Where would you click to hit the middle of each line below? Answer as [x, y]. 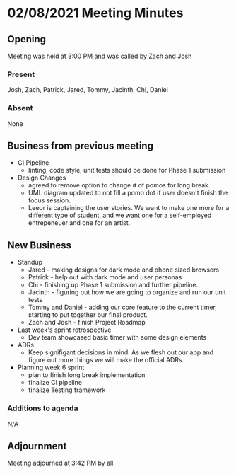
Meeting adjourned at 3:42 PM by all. [61, 463]
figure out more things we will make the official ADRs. [106, 360]
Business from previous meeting [81, 145]
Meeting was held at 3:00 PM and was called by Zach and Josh [100, 56]
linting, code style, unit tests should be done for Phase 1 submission [127, 170]
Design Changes [42, 178]
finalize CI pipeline [55, 383]
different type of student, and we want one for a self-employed [120, 215]
